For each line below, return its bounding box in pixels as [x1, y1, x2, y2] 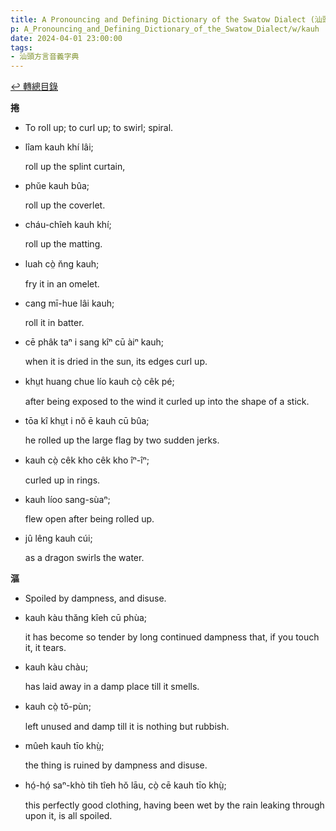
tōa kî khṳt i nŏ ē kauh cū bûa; [24, 415, 150, 427]
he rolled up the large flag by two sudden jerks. [24, 434, 220, 446]
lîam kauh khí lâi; [24, 141, 94, 153]
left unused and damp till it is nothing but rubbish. [24, 721, 230, 733]
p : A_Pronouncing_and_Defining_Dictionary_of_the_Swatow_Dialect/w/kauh [10, 24, 320, 34]
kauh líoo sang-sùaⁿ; [24, 494, 111, 506]
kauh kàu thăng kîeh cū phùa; [24, 612, 147, 624]
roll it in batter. [24, 317, 85, 329]
